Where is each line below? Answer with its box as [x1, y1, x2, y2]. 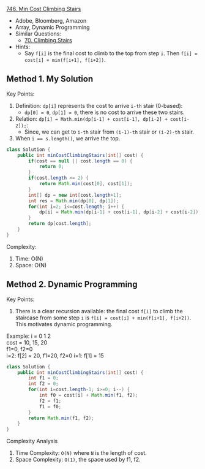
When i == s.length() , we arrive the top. [15, 134, 121, 142]
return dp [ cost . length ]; [28, 221, 92, 227]
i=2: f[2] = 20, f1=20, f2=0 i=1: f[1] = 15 [6, 352, 104, 359]
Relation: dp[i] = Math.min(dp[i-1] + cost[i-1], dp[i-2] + [15, 115, 168, 122]
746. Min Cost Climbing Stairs [6, 6, 81, 12]
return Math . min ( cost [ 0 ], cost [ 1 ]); [39, 181, 133, 187]
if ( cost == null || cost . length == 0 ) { [28, 158, 133, 164]
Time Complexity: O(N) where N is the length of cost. [15, 449, 147, 457]
